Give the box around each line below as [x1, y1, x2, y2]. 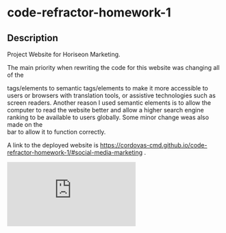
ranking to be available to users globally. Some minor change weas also [7, 113, 210, 121]
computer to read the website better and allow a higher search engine [7, 106, 204, 114]
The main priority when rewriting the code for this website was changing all [7, 64, 221, 71]
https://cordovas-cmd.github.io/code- [100, 141, 208, 149]
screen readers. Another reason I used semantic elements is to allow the [7, 99, 212, 107]
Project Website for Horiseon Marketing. [7, 50, 121, 58]
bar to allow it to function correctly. [7, 128, 106, 136]
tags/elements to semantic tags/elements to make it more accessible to [7, 84, 209, 92]
